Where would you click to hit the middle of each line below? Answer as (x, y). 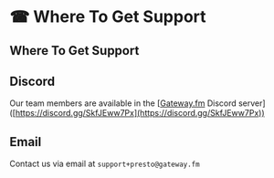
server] (252, 103)
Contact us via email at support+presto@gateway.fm (105, 164)
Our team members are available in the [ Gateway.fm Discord (123, 103)
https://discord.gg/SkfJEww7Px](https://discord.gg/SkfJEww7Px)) (140, 113)
